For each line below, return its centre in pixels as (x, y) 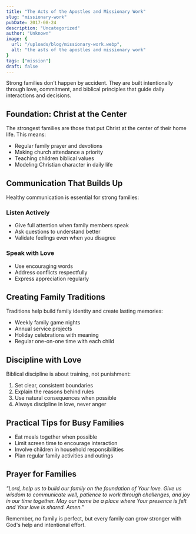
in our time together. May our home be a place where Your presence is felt (97, 500)
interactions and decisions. (39, 95)
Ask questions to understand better (58, 232)
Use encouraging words (44, 266)
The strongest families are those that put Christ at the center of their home (96, 128)
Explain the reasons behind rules (54, 392)
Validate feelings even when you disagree (65, 238)
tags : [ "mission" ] (29, 61)
